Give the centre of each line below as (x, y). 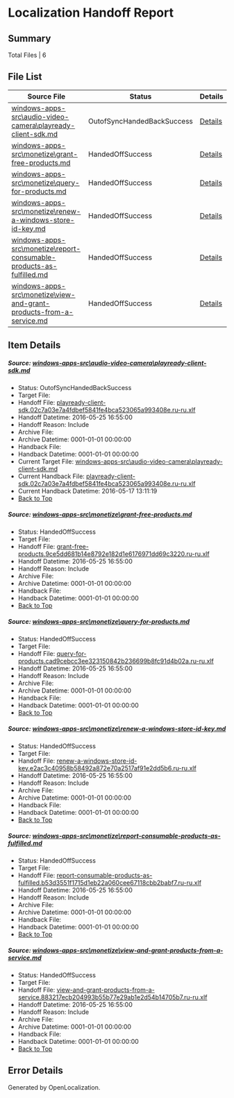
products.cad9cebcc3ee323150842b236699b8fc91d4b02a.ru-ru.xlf (116, 661)
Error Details (35, 1071)
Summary (30, 39)
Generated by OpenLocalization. (54, 1087)
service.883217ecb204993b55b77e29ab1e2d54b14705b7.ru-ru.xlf (112, 997)
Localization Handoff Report (91, 13)
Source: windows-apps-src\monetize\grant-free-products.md (100, 514)
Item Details (34, 345)
